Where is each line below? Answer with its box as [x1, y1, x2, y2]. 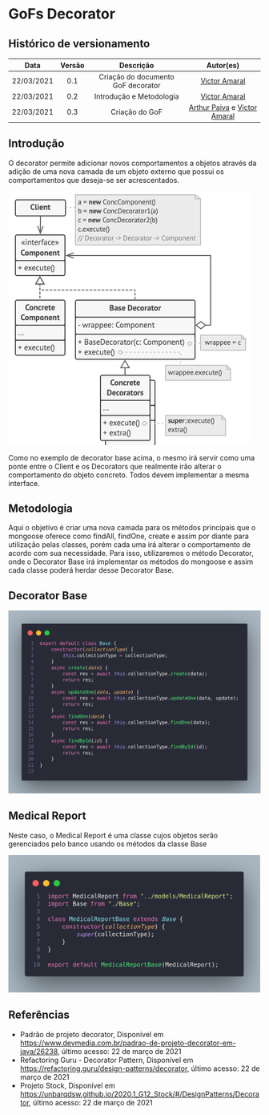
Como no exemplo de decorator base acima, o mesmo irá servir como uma [8, 452, 255, 462]
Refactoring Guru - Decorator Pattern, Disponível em [19, 1055, 194, 1064]
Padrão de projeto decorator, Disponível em [19, 1029, 164, 1039]
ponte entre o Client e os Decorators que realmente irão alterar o [8, 461, 222, 471]
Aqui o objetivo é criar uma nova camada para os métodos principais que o [8, 523, 256, 533]
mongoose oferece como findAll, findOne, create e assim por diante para [8, 531, 250, 541]
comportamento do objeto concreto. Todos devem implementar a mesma [8, 470, 250, 480]
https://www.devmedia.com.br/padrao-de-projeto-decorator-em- [19, 1038, 236, 1048]
